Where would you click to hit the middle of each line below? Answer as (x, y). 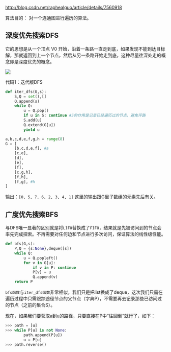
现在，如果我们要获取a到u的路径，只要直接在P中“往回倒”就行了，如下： (80, 316)
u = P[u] (33, 340)
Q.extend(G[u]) (40, 125)
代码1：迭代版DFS (24, 82)
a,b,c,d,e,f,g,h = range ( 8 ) (35, 139)
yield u (32, 130)
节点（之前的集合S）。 (32, 305)
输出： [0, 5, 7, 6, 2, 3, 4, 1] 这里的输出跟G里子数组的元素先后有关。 (82, 197)
